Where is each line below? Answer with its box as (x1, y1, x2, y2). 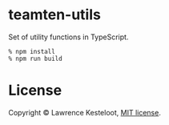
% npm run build (8, 54, 62, 62)
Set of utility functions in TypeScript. (8, 32, 129, 42)
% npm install (8, 47, 56, 55)
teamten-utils (8, 6, 102, 24)
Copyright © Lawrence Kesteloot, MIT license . (8, 107, 162, 117)
